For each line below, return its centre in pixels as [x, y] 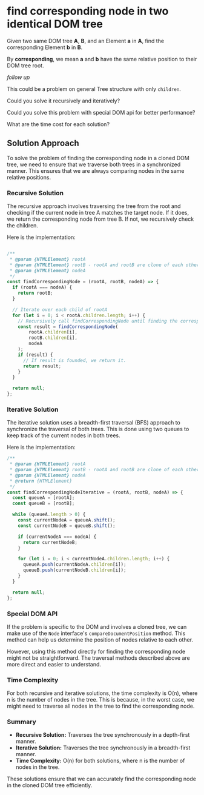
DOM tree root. [25, 65]
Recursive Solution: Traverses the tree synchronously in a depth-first [103, 735]
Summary [22, 722]
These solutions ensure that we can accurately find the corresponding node [101, 779]
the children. [23, 226]
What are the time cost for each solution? [58, 124]
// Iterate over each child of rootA [60, 310]
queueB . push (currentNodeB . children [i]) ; [74, 570]
